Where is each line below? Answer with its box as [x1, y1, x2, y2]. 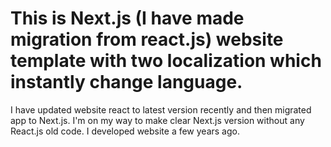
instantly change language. [10, 71, 243, 94]
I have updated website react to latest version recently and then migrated [10, 103, 312, 116]
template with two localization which [10, 50, 322, 72]
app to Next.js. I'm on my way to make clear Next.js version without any [10, 114, 305, 126]
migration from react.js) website [10, 28, 284, 51]
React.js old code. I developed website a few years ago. [10, 125, 240, 137]
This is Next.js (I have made [10, 7, 245, 30]
